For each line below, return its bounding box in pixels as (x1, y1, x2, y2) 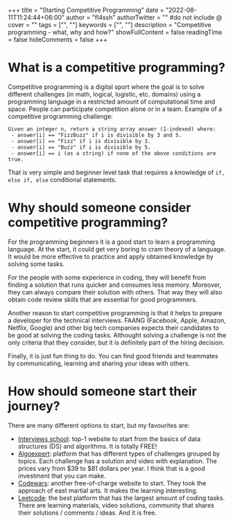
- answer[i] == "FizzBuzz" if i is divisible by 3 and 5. (10, 131, 182, 138)
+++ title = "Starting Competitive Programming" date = (8, 6, 165, 14)
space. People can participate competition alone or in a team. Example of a (8, 104, 223, 113)
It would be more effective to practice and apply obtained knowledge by (8, 252, 214, 260)
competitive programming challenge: (8, 112, 113, 120)
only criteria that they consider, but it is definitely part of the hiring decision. (8, 338, 225, 347)
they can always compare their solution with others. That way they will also (8, 288, 223, 296)
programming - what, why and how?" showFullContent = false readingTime (8, 28, 223, 36)
